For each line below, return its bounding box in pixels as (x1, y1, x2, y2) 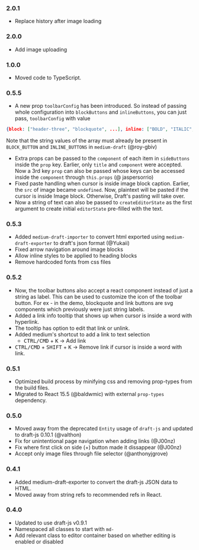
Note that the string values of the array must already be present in (6, 137, 168, 144)
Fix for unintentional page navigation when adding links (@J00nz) (14, 438, 176, 445)
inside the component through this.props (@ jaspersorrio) (14, 173, 154, 181)
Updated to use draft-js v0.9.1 (14, 519, 87, 526)
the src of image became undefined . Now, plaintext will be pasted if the (14, 186, 188, 194)
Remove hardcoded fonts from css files (14, 259, 111, 266)
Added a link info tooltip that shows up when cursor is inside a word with (14, 312, 192, 319)
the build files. (14, 384, 50, 391)
